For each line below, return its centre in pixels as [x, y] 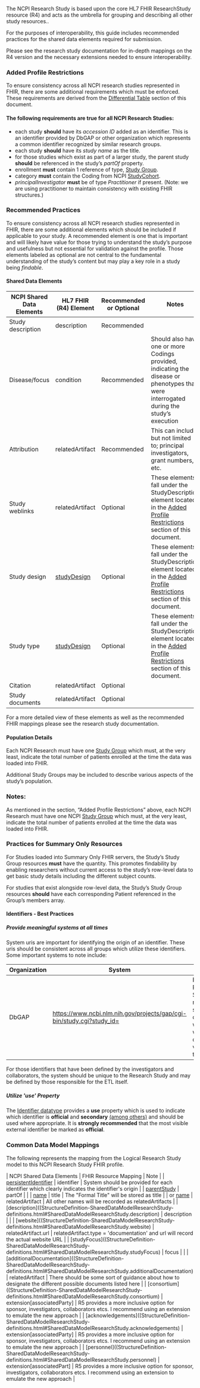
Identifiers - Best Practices [40, 914]
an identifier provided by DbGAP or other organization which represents [103, 138]
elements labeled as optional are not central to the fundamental [84, 255]
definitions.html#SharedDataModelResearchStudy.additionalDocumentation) [100, 1271]
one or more [168, 346]
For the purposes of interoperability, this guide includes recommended [93, 33]
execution [165, 421]
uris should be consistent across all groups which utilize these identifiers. [96, 949]
